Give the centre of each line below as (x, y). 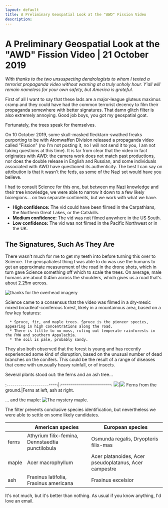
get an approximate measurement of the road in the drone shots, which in (81, 267)
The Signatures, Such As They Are (60, 244)
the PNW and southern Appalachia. (41, 335)
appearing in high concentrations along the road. (59, 327)
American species (57, 427)
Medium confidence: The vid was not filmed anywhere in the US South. (86, 218)
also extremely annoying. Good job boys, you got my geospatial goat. (77, 115)
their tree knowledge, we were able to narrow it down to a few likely (75, 192)
